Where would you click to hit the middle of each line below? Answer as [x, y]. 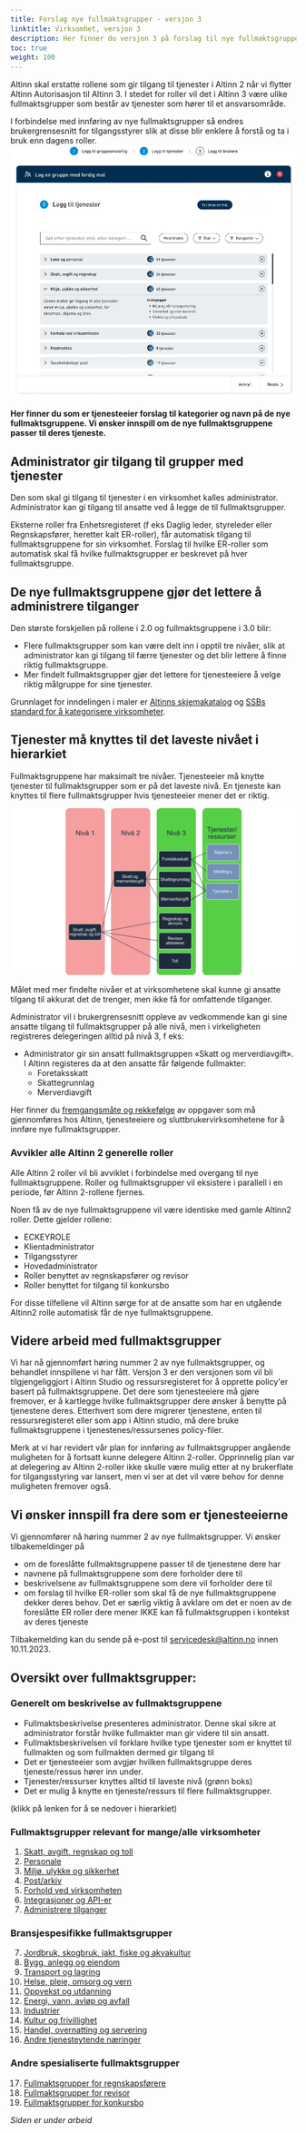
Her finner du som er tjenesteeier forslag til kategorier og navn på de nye [150, 414]
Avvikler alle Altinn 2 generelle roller [92, 1153]
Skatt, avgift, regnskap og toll [78, 1852]
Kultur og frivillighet [60, 2020]
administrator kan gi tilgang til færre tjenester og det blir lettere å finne [155, 656]
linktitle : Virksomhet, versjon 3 [76, 29]
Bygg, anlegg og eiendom [72, 1962]
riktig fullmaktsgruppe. [66, 665]
